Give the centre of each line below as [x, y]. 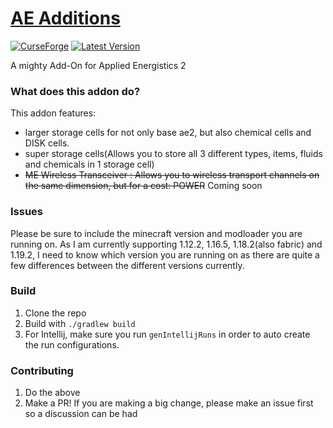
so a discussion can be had [81, 414]
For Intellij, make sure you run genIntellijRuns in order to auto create [167, 334]
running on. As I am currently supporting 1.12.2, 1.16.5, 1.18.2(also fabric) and [166, 244]
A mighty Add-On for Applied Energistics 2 [98, 65]
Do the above [52, 393]
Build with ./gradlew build [80, 323]
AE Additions [65, 18]
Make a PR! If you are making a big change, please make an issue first [169, 403]
